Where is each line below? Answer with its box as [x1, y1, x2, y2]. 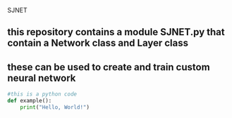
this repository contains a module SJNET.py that [7, 26, 225, 38]
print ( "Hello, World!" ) [20, 103, 90, 111]
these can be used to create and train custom [7, 61, 210, 73]
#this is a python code [7, 91, 78, 98]
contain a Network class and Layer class [7, 37, 189, 49]
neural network [7, 72, 76, 84]
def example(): [7, 98, 52, 105]
